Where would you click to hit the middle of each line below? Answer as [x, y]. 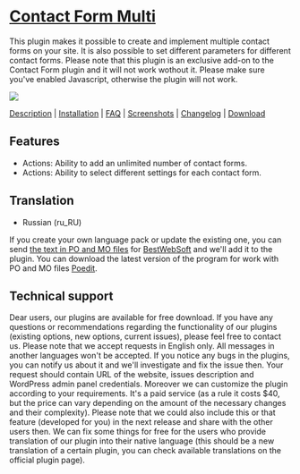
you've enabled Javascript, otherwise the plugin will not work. [124, 79]
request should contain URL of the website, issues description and [132, 375]
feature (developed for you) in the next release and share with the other [141, 422]
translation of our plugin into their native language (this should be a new [142, 441]
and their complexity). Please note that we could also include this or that [142, 412]
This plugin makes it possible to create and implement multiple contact [140, 41]
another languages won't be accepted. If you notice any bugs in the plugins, [150, 356]
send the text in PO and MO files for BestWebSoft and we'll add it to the [141, 249]
